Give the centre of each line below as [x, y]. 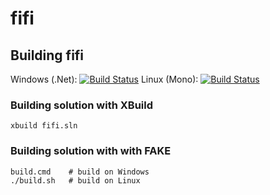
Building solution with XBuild [82, 105]
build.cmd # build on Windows [80, 172]
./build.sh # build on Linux [75, 180]
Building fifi [47, 55]
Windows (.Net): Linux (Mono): [104, 79]
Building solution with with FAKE [91, 151]
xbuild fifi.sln [44, 126]
